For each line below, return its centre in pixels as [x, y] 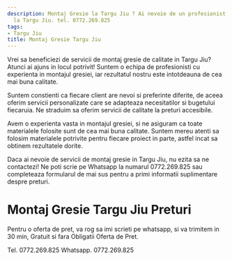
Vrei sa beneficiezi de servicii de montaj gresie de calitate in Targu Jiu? [109, 59]
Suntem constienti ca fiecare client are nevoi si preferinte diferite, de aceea [115, 96]
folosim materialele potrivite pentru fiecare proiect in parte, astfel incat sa [113, 139]
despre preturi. [29, 181]
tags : [15, 27]
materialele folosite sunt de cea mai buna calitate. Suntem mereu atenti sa [113, 131]
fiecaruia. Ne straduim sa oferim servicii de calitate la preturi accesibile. [110, 110]
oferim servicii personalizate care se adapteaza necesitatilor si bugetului [111, 103]
